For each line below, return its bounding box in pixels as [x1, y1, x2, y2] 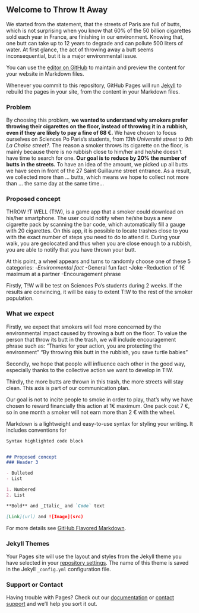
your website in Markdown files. [6, 70, 84, 77]
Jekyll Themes [6, 539, 50, 547]
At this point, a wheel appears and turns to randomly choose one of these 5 [6, 258, 191, 265]
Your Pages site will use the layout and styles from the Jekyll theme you [6, 553, 182, 560]
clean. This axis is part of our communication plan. [6, 384, 130, 391]
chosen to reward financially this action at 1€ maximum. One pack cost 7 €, [6, 402, 190, 409]
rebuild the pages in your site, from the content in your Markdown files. [6, 88, 180, 95]
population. [6, 295, 34, 302]
